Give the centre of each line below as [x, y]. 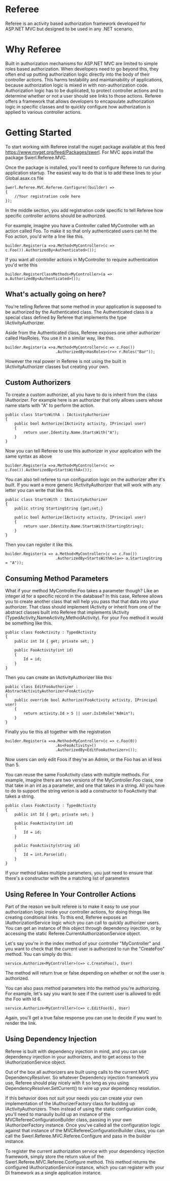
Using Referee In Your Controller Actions [71, 894]
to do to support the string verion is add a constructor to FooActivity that [81, 791]
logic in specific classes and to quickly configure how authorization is [78, 107]
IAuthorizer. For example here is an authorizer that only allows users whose [84, 400]
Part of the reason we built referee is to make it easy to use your [72, 906]
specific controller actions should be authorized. [56, 216]
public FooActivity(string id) [47, 846]
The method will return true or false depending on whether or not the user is [85, 973]
